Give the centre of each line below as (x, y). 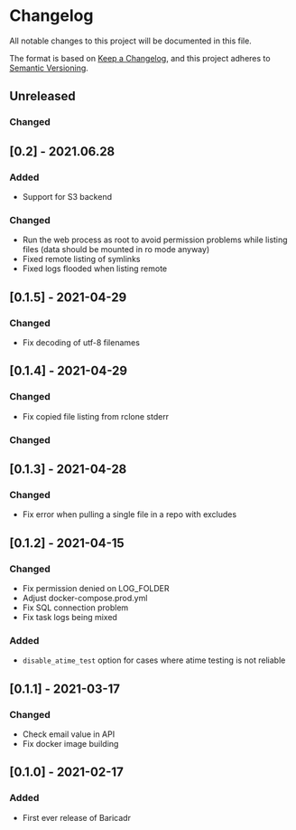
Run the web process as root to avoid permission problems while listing (155, 240)
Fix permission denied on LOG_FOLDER (96, 588)
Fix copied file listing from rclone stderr (96, 416)
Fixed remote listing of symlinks (81, 259)
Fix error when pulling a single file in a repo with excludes (129, 514)
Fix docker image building (70, 743)
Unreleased (43, 96)
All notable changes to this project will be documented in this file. (131, 41)
